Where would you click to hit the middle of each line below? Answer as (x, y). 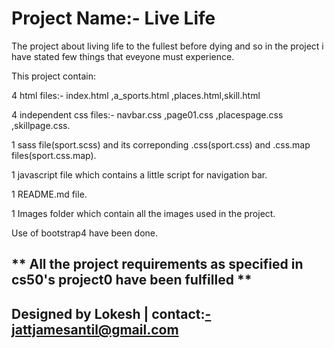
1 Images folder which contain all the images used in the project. (143, 213)
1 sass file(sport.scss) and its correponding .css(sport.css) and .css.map (161, 144)
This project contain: (53, 76)
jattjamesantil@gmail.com (95, 329)
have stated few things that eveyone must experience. (123, 56)
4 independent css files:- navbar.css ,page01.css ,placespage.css (147, 114)
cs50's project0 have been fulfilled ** (132, 280)
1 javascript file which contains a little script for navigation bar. (139, 174)
